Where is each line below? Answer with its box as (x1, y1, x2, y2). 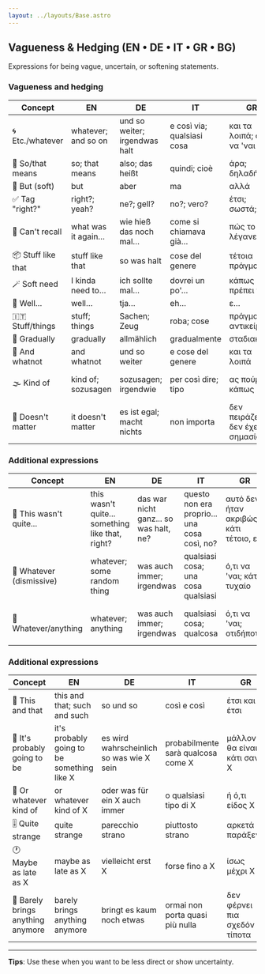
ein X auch (101, 795, 141, 806)
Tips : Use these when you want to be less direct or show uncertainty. (8, 957, 234, 967)
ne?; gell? (119, 198, 155, 210)
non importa (170, 416, 215, 427)
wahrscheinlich (101, 742, 158, 753)
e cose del (170, 345, 209, 357)
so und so (101, 700, 138, 712)
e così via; (170, 120, 207, 131)
